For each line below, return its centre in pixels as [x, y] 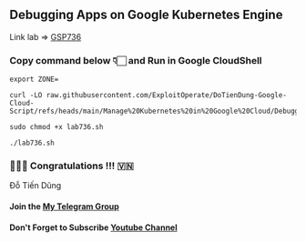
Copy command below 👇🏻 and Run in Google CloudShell [136, 60]
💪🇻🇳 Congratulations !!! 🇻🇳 [71, 166]
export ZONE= [34, 80]
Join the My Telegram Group [65, 207]
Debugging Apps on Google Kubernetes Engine [146, 15]
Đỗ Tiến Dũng [36, 186]
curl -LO [26, 96]
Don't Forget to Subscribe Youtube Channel [93, 227]
